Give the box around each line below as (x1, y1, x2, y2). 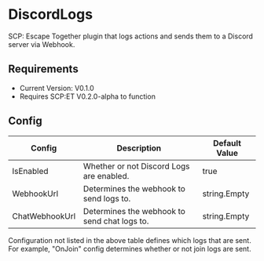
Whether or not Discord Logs (82, 161, 190, 172)
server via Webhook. (8, 39, 75, 49)
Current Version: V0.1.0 (19, 83, 94, 92)
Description (116, 143, 162, 154)
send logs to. (82, 193, 131, 204)
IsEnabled (12, 165, 49, 176)
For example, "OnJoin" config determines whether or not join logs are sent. (8, 244, 251, 253)
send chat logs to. (82, 216, 149, 227)
